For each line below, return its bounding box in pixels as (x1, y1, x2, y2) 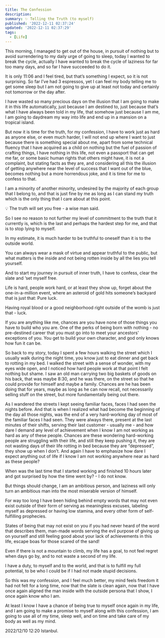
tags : (5, 30, 16, 35)
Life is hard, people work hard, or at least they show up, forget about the (5, 285, 152, 290)
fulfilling (5, 513, 22, 519)
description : (5, 12, 32, 17)
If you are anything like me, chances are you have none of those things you (5, 319, 157, 325)
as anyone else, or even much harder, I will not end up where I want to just (5, 134, 156, 140)
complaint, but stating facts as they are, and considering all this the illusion (5, 160, 156, 166)
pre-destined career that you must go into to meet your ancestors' (5, 330, 139, 336)
